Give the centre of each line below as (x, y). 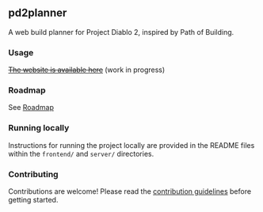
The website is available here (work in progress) (87, 70)
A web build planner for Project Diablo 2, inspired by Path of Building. (121, 32)
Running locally (39, 128)
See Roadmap (31, 108)
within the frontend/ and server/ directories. (81, 153)
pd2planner (38, 13)
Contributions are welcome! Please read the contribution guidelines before (130, 191)
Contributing (33, 174)
